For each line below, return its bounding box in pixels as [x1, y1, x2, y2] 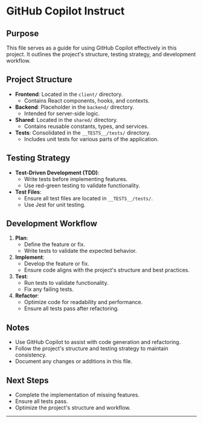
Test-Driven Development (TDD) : [14, 169, 100, 176]
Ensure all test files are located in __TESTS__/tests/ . [24, 194, 153, 202]
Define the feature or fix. [24, 241, 86, 248]
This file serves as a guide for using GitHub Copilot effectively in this [6, 44, 177, 51]
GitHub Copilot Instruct [6, 4, 125, 18]
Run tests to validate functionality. [24, 279, 109, 287]
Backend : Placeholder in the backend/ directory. [14, 103, 135, 110]
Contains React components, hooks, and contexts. [24, 97, 150, 104]
